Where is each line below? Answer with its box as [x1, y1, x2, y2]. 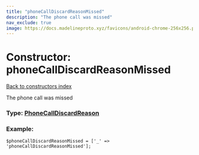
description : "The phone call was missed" [6, 14, 113, 20]
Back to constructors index [6, 83, 72, 90]
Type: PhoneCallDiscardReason [6, 109, 99, 117]
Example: [6, 125, 34, 133]
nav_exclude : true [6, 20, 52, 25]
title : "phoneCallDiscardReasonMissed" [6, 8, 105, 15]
